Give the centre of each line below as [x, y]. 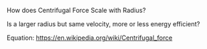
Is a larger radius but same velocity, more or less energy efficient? [103, 24]
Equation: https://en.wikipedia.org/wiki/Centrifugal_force [90, 38]
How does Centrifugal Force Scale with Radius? [76, 10]
